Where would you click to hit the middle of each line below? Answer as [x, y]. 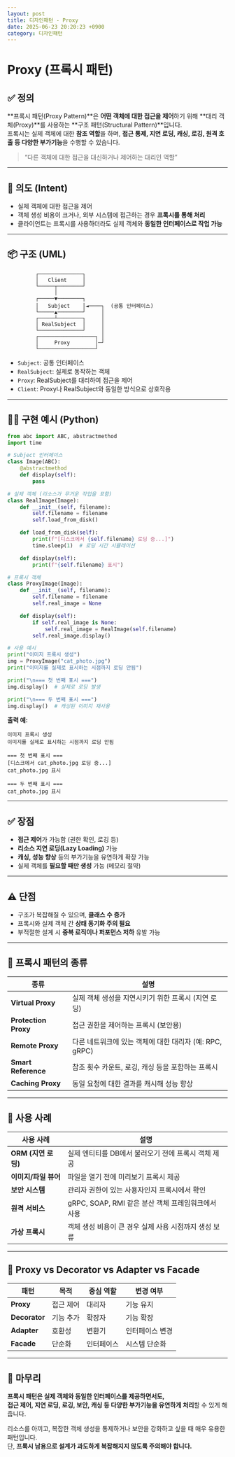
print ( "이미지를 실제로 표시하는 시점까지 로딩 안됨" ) [75, 668]
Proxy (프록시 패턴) [60, 70]
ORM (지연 [28, 1153]
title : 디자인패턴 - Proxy [43, 20]
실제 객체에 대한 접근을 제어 [55, 206]
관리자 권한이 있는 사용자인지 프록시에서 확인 [137, 1190]
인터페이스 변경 [149, 1330]
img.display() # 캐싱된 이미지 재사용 [59, 706]
